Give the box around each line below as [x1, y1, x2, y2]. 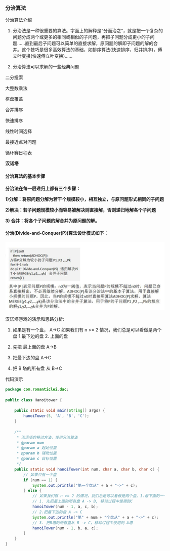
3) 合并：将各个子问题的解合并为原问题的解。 [5, 218, 100, 224]
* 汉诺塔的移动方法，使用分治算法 [16, 435, 78, 440]
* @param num [16, 440, 44, 445]
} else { [23, 488, 42, 493]
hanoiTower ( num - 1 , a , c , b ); [32, 504, 99, 510]
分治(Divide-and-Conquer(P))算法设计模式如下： [5, 230, 109, 236]
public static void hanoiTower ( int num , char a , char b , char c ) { [14, 467, 160, 472]
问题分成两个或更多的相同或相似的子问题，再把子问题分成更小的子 [12, 34, 150, 40]
